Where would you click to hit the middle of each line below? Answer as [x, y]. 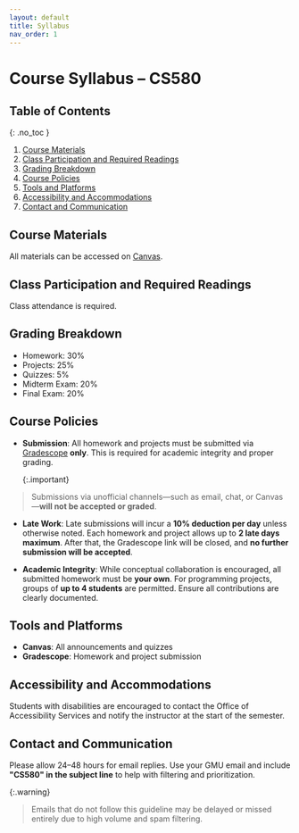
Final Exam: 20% [53, 393]
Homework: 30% [53, 355]
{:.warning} [30, 792]
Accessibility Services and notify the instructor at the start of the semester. [147, 716]
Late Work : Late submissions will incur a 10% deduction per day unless [154, 523]
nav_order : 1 [33, 34]
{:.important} [46, 479]
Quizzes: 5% [46, 374]
